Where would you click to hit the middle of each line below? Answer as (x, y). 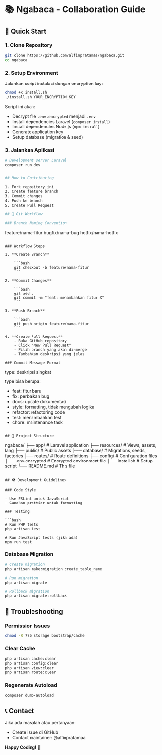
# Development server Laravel (36, 160)
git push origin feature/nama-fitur (52, 324)
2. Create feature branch (32, 191)
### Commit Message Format (33, 363)
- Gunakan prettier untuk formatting (44, 503)
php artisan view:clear (30, 668)
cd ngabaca (16, 60)
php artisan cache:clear (31, 659)
